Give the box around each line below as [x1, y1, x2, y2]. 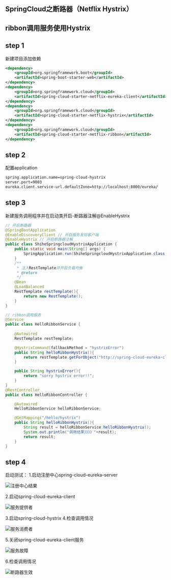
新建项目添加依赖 [5, 55, 41, 62]
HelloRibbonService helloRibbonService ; [14, 406, 101, 411]
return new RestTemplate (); [23, 294, 83, 299]
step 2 [5, 151, 26, 159]
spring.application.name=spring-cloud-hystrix [5, 175, 106, 180]
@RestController [5, 387, 40, 393]
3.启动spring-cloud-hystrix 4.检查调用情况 [5, 515, 94, 521]
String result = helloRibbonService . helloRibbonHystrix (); [23, 425, 152, 430]
